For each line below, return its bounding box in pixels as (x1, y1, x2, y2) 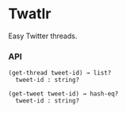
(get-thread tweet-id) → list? (8, 69, 112, 77)
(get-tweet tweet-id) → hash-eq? (8, 90, 119, 98)
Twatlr (8, 5, 52, 23)
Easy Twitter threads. (8, 31, 78, 41)
